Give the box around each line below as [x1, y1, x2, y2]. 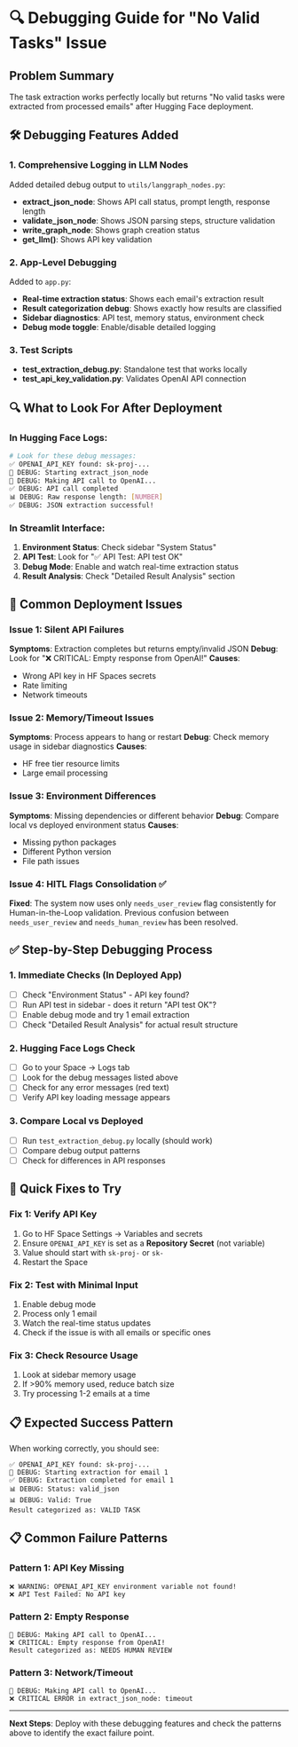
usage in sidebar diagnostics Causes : [9, 741, 148, 752]
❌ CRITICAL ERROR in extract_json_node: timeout [9, 1695, 193, 1704]
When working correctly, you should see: [9, 1444, 160, 1454]
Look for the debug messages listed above [21, 1072, 179, 1083]
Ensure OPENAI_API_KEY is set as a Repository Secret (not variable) [21, 1238, 266, 1248]
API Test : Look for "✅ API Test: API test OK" [21, 552, 184, 563]
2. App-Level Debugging [9, 256, 117, 268]
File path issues [21, 855, 80, 866]
